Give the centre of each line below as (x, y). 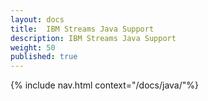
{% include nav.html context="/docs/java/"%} (104, 85)
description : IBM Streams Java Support (93, 38)
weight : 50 (33, 47)
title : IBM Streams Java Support (82, 29)
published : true (44, 57)
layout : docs (37, 19)
